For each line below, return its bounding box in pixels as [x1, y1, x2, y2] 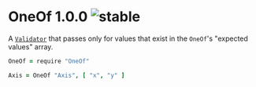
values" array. [8, 42, 54, 51]
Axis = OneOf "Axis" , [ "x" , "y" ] [8, 71, 125, 79]
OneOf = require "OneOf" [8, 57, 90, 65]
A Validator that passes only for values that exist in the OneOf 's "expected [8, 34, 248, 43]
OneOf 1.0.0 [8, 8, 88, 26]
